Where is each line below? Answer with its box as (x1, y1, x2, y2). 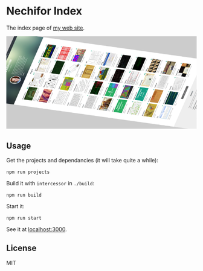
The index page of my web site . (6, 24, 85, 31)
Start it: (6, 202, 25, 209)
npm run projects (6, 169, 50, 175)
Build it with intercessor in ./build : (6, 179, 95, 187)
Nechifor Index (6, 4, 83, 18)
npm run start (6, 215, 42, 221)
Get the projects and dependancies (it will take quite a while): (6, 156, 159, 164)
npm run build (6, 192, 42, 198)
